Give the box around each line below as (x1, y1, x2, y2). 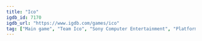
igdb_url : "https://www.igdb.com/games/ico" (6, 20, 120, 26)
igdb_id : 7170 (6, 14, 42, 20)
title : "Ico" (6, 8, 39, 15)
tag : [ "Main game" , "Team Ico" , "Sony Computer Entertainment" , (6, 25, 171, 32)
